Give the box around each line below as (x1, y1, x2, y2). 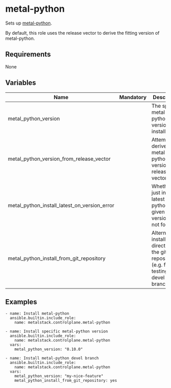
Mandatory (119, 93, 147, 101)
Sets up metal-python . (5, 20, 52, 26)
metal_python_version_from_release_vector (8, 155, 111, 162)
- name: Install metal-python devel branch (5, 356, 99, 361)
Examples (5, 297, 37, 306)
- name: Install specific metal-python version (5, 329, 108, 334)
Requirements (5, 50, 51, 59)
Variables (5, 79, 37, 87)
